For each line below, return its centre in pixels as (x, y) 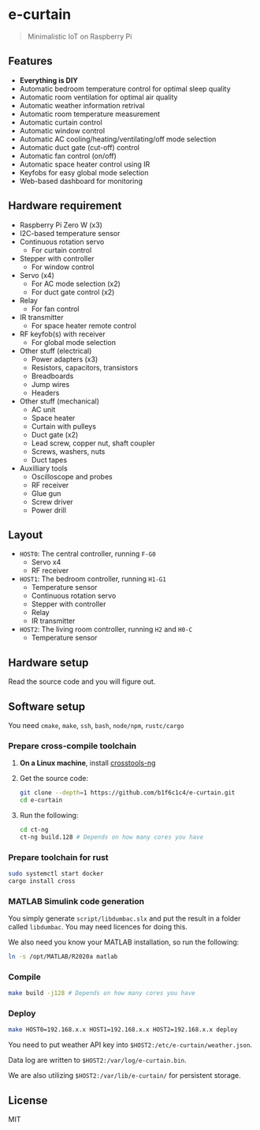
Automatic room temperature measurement (89, 114)
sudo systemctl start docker (56, 874)
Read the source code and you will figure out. (82, 681)
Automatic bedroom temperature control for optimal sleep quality (125, 88)
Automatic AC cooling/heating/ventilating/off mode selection (118, 139)
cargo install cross (42, 881)
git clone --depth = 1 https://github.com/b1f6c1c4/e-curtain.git (127, 793)
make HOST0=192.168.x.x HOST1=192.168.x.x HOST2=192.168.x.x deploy (123, 1030)
